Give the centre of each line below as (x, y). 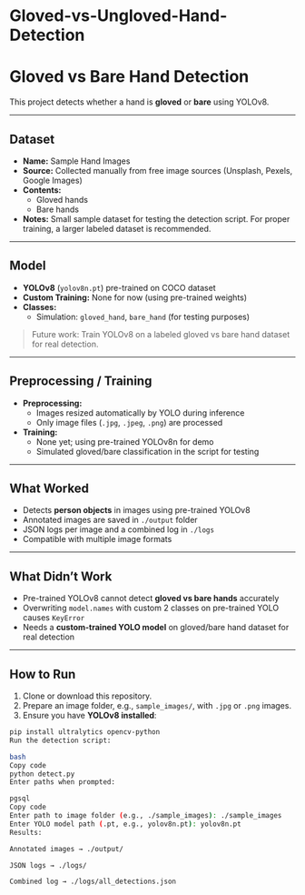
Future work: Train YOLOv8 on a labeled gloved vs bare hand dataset (161, 334)
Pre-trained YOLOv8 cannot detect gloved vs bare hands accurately (151, 598)
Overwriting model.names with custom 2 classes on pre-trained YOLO (151, 608)
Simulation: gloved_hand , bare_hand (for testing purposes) (143, 317)
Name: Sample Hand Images (76, 161)
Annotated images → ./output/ (67, 849)
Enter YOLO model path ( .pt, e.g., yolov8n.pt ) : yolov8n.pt (126, 824)
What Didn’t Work (61, 576)
